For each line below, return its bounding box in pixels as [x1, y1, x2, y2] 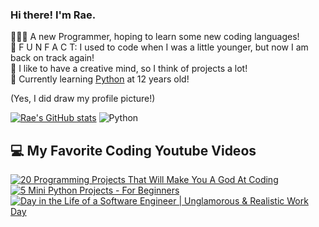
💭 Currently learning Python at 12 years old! [10, 73, 190, 85]
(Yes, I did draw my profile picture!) [10, 93, 156, 105]
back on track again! [10, 52, 95, 64]
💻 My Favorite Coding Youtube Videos [10, 142, 257, 159]
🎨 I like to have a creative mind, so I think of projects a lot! [10, 63, 248, 75]
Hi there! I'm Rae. [10, 8, 97, 22]
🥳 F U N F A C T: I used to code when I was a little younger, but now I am [10, 41, 309, 53]
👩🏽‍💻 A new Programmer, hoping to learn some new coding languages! [10, 31, 300, 43]
